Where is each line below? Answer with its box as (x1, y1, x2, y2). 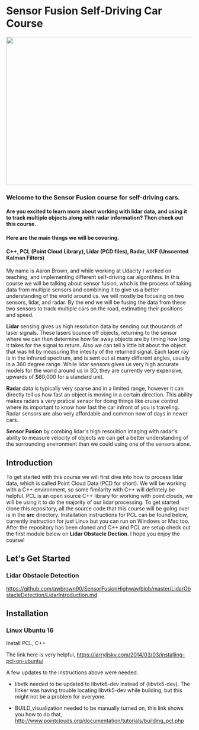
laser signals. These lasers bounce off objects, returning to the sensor (6, 329, 178, 337)
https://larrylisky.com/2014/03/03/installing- (76, 651, 185, 658)
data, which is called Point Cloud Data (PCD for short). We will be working (6, 480, 187, 487)
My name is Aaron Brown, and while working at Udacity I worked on (6, 267, 172, 274)
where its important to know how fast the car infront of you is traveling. (6, 404, 179, 411)
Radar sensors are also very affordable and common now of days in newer (6, 410, 188, 417)
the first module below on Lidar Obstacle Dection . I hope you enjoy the (6, 530, 181, 538)
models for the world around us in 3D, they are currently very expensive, (6, 367, 183, 374)
